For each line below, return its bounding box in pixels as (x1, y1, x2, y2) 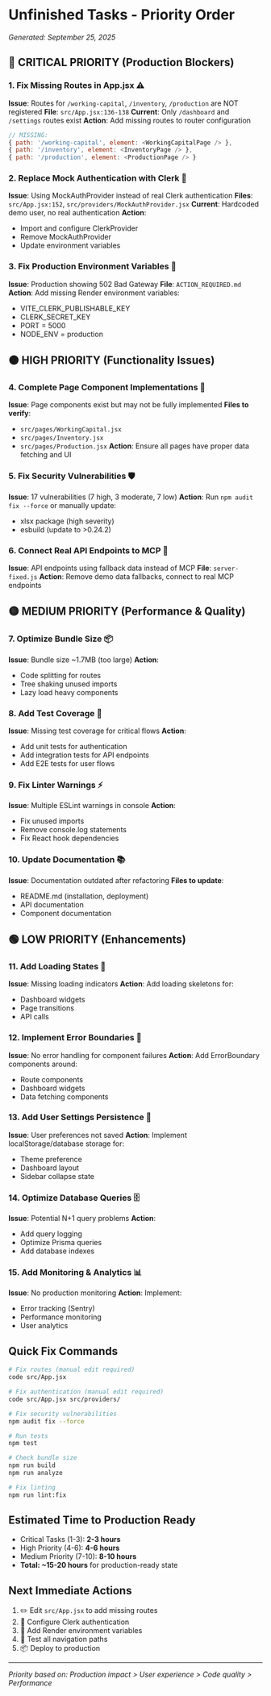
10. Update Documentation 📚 (8, 854, 126, 865)
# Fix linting (8, 1483, 56, 1491)
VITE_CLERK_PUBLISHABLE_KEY (19, 303, 131, 313)
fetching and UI (19, 450, 72, 460)
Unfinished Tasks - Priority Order (8, 6, 236, 24)
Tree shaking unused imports (19, 679, 118, 689)
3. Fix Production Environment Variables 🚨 (8, 260, 177, 272)
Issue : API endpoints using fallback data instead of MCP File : (8, 563, 212, 573)
